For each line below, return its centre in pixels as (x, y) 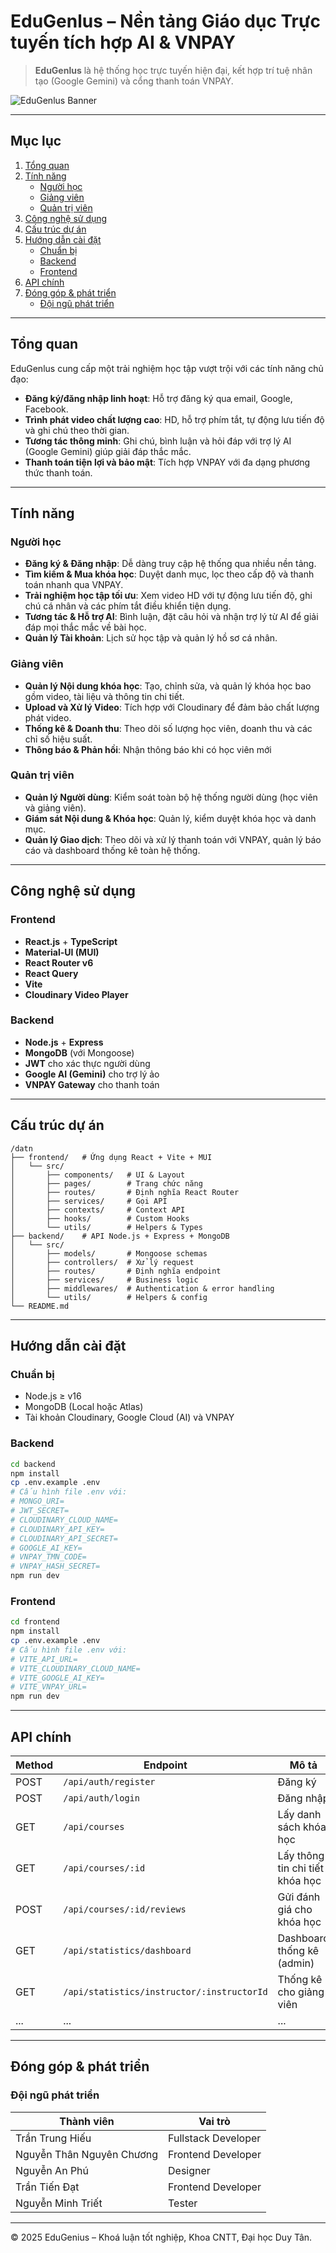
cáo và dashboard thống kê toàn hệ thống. (112, 850)
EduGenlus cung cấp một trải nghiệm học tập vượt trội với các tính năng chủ (167, 368)
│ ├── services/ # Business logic (104, 1280)
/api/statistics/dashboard (127, 1950)
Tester (183, 2203)
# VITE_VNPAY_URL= (48, 1687)
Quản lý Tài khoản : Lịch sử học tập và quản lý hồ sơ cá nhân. (151, 638)
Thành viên (87, 2121)
